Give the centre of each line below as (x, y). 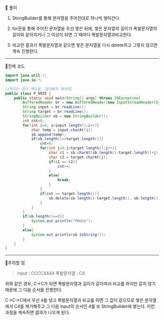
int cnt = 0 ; (34, 121)
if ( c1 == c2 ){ (63, 162)
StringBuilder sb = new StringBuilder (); (65, 116)
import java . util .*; (26, 75)
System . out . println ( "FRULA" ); (62, 221)
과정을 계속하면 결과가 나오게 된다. (38, 313)
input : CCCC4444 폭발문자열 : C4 (51, 273)
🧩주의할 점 (15, 263)
